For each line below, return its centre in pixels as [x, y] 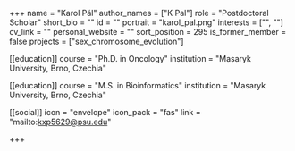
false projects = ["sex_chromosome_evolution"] [97, 41]
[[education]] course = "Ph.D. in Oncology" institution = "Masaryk [131, 59]
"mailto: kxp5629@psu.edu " [60, 122]
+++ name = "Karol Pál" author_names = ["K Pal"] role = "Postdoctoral [139, 13]
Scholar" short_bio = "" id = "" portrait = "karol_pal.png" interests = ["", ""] [147, 22]
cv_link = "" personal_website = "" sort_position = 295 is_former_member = [148, 32]
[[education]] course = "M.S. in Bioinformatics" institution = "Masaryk [138, 85]
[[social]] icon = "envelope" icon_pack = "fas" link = [105, 112]
